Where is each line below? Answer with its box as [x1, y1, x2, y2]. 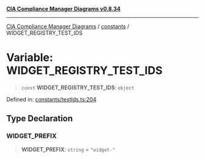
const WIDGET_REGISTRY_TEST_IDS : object [21, 84, 134, 91]
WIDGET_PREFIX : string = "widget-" [21, 146, 115, 153]
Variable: [6, 51, 54, 65]
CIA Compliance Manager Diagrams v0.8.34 [6, 6, 121, 12]
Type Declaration [6, 113, 73, 124]
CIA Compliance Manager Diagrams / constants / [6, 23, 129, 30]
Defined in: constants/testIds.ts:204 [6, 95, 96, 103]
